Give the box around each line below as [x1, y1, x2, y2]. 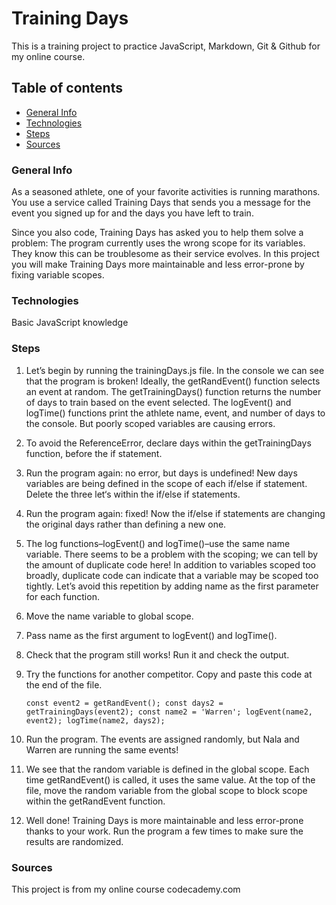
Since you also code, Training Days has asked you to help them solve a [11, 227, 304, 239]
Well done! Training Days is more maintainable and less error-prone [25, 814, 304, 826]
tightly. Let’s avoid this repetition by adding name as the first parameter [25, 580, 319, 592]
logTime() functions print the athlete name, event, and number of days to [25, 407, 326, 419]
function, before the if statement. [25, 447, 163, 459]
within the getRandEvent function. [25, 795, 166, 807]
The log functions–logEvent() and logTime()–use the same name [25, 537, 291, 549]
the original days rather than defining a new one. [25, 518, 227, 530]
